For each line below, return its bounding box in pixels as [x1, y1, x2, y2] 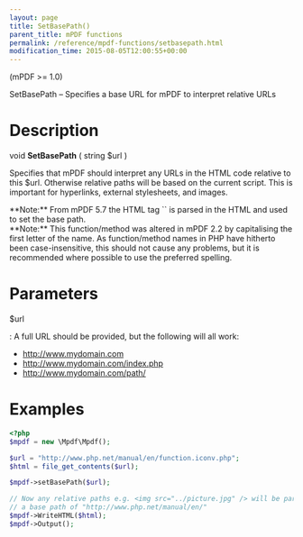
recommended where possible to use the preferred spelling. [9, 252, 233, 263]
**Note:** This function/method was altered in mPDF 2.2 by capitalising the [9, 223, 293, 234]
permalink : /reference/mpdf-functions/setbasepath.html [9, 38, 224, 48]
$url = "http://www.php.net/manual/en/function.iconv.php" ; [9, 453, 241, 462]
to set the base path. [9, 214, 87, 225]
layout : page [9, 13, 59, 23]
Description [9, 121, 99, 141]
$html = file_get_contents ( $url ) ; [9, 461, 140, 471]
